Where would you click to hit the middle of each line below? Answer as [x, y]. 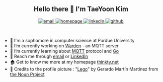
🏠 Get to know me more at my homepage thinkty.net [64, 62]
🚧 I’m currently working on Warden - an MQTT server [64, 46]
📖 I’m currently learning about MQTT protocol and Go [64, 51]
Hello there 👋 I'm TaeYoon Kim [81, 9]
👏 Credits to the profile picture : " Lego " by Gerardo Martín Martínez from [84, 69]
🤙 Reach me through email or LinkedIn [49, 56]
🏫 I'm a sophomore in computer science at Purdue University [72, 40]
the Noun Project [27, 74]
